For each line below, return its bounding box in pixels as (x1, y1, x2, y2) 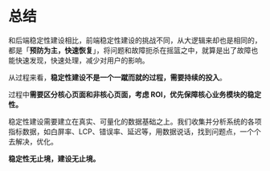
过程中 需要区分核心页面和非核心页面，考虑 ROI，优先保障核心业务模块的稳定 (8, 89, 262, 99)
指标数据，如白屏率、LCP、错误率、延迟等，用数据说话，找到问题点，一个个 (8, 126, 261, 136)
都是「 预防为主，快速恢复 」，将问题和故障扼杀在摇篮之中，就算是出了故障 (8, 45, 252, 55)
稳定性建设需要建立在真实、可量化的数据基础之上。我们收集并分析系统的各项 (8, 116, 262, 126)
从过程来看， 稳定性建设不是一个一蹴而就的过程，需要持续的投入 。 (8, 72, 227, 82)
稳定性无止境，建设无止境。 (8, 153, 100, 163)
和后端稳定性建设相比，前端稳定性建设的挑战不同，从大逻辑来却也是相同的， (8, 35, 262, 45)
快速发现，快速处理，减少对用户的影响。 (14, 55, 149, 65)
